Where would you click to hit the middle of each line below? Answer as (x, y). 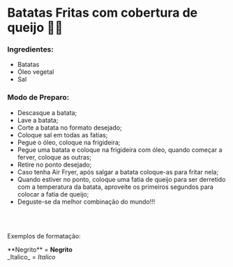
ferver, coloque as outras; (54, 157)
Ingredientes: (31, 49)
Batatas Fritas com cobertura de (103, 13)
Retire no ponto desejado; (54, 165)
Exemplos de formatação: (44, 236)
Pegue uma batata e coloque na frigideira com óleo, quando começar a (120, 150)
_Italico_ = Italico (31, 257)
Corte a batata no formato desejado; (69, 128)
